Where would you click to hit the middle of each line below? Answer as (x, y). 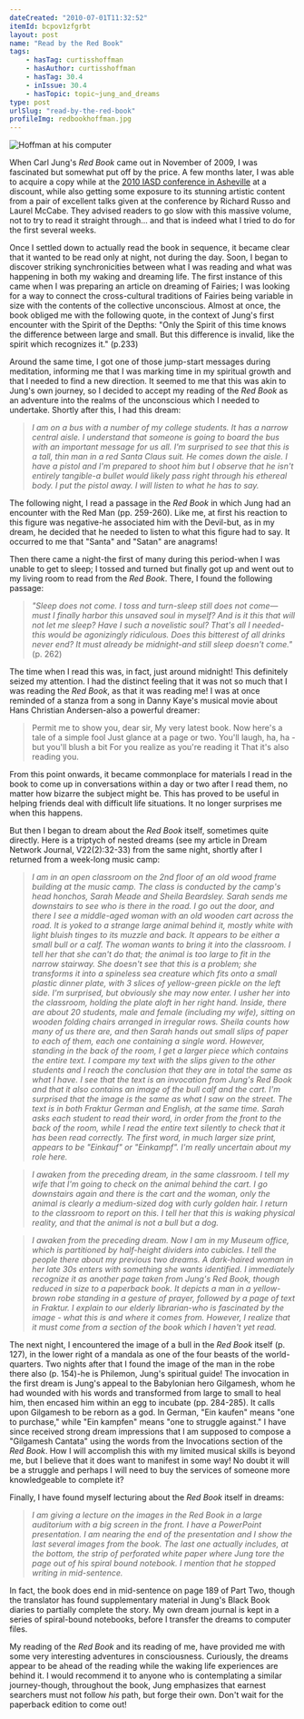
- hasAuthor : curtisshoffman (81, 69)
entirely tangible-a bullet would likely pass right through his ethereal (159, 476)
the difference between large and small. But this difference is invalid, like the (152, 335)
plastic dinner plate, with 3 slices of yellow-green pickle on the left (156, 983)
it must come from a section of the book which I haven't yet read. (154, 1328)
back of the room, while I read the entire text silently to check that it (158, 1128)
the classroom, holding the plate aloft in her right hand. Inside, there (159, 1003)
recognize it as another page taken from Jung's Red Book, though (155, 1279)
